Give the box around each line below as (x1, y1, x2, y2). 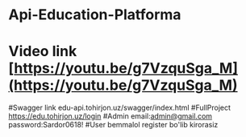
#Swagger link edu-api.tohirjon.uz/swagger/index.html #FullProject (8, 103, 231, 113)
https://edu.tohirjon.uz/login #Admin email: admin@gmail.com (8, 111, 212, 121)
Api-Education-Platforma (8, 6, 181, 24)
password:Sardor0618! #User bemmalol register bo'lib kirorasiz (8, 120, 219, 130)
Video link (8, 42, 77, 61)
